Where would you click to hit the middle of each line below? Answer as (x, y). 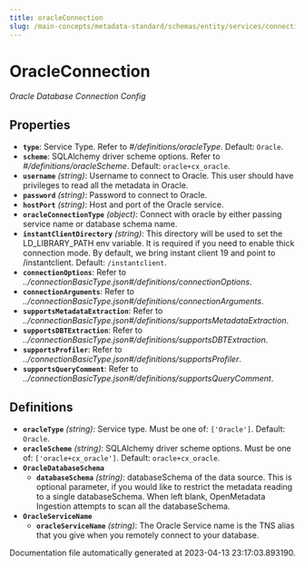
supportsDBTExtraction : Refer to (83, 330)
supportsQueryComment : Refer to (80, 369)
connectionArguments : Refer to (78, 292)
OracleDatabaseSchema (63, 469)
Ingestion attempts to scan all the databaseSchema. (133, 506)
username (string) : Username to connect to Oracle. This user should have (158, 176)
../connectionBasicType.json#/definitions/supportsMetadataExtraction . (155, 321)
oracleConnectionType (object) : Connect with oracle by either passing (152, 214)
